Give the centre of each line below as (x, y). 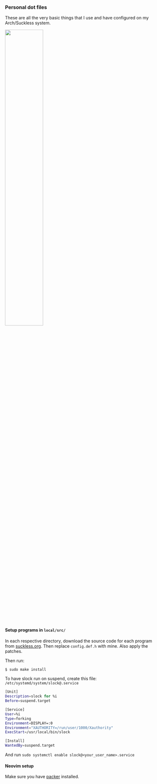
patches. (14, 651)
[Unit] (12, 692)
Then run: (15, 660)
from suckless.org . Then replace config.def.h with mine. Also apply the (77, 646)
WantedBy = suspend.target (30, 746)
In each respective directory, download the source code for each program (78, 641)
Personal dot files (26, 7)
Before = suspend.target (28, 701)
